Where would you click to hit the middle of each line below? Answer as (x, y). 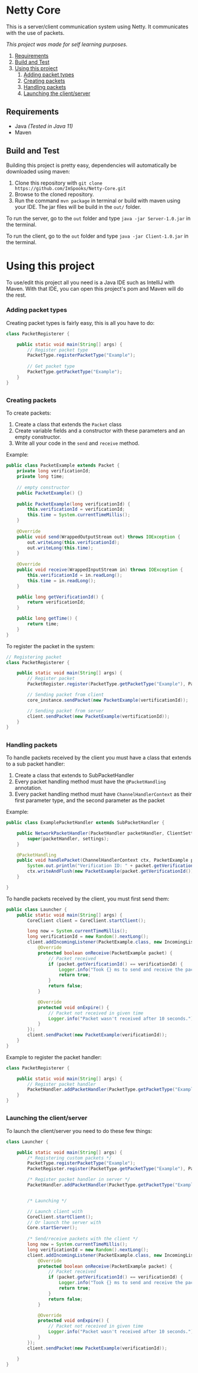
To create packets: (29, 413)
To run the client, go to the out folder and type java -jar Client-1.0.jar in (97, 236)
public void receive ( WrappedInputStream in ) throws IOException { (100, 570)
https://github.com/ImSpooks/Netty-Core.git (70, 188)
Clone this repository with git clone (58, 183)
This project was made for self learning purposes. (67, 44)
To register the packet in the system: (51, 646)
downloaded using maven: (38, 171)
